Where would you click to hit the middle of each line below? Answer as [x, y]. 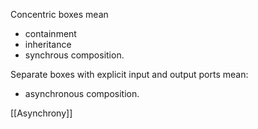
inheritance [48, 44]
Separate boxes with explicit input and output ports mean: [129, 74]
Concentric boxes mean [59, 14]
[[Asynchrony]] [41, 113]
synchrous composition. [74, 55]
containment [50, 33]
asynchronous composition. [82, 93]
